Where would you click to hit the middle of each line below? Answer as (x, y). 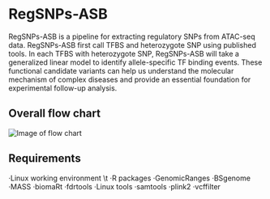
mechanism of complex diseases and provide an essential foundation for (130, 79)
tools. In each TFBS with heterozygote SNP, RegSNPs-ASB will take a (124, 53)
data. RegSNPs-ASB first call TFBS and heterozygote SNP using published (133, 44)
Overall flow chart (55, 114)
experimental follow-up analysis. (63, 88)
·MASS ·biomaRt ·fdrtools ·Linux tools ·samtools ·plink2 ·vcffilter (115, 186)
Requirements (45, 159)
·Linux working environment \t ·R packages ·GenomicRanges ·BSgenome (130, 178)
